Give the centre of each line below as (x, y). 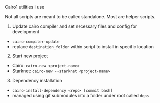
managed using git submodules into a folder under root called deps (80, 95)
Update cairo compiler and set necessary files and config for (75, 26)
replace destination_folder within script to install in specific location (83, 46)
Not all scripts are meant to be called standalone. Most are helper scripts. (80, 17)
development (26, 31)
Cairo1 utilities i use (25, 7)
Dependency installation (37, 80)
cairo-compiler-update (36, 42)
